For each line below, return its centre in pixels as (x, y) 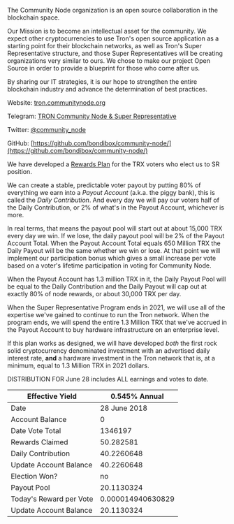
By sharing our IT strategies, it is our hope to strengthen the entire (102, 82)
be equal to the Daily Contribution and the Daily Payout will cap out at (107, 286)
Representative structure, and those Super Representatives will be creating (115, 53)
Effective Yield (52, 396)
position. (20, 172)
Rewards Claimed (39, 442)
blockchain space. (34, 17)
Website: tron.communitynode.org (57, 103)
